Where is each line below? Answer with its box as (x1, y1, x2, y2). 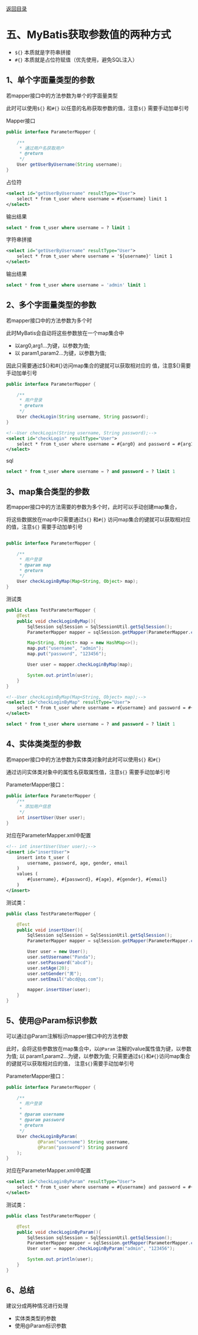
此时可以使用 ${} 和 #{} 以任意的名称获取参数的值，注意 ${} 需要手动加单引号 (6, 104, 190, 111)
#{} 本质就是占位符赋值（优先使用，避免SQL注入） (14, 56, 138, 63)
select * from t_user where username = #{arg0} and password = (16, 441, 176, 447)
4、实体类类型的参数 (6, 739, 81, 749)
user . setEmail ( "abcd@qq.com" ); (27, 976, 104, 982)
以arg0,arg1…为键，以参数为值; (14, 342, 90, 349)
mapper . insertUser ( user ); (27, 987, 91, 993)
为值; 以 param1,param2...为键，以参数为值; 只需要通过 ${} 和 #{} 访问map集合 (6, 1052, 190, 1059)
